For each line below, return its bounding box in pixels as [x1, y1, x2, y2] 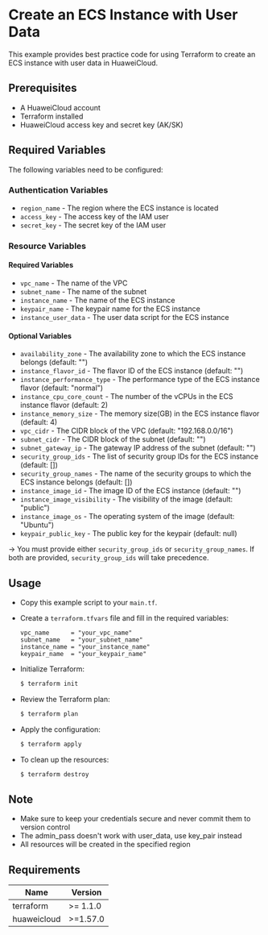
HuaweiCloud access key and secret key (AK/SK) [19, 119, 183, 130]
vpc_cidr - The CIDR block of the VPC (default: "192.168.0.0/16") [19, 426, 233, 436]
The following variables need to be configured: [8, 164, 163, 174]
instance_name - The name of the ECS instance [19, 295, 175, 305]
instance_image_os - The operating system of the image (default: [19, 512, 235, 522]
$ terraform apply [19, 740, 82, 748]
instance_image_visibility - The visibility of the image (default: [19, 494, 233, 505]
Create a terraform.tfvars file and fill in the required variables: [19, 613, 229, 622]
